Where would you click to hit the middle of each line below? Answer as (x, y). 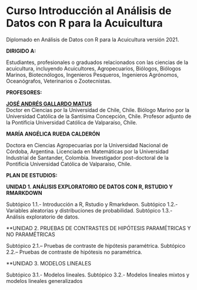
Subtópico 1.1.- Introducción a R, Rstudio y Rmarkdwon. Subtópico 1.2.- (92, 204)
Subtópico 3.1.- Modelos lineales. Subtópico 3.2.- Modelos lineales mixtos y (98, 275)
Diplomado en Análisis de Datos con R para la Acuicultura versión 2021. (93, 39)
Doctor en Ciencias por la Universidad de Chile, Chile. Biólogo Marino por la (98, 110)
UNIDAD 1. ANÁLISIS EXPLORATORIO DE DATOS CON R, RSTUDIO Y (90, 187)
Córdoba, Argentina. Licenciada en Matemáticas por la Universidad (87, 151)
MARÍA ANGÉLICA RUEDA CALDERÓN (53, 134)
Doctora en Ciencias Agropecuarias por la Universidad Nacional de (87, 145)
